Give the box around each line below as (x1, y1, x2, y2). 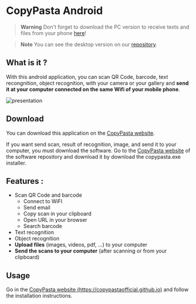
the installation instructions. (6, 292, 73, 299)
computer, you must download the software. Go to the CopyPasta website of (6, 147, 191, 154)
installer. (6, 159, 26, 166)
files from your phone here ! (20, 29, 87, 36)
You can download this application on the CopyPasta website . (6, 130, 155, 137)
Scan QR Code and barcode (14, 191, 82, 199)
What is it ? (6, 58, 48, 68)
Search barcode (23, 223, 63, 230)
